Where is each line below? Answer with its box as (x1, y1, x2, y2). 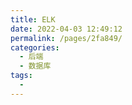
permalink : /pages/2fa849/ (10, 33, 123, 43)
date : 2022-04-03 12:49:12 (10, 24, 123, 34)
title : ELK (10, 14, 56, 25)
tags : (10, 71, 33, 81)
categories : (10, 42, 60, 53)
